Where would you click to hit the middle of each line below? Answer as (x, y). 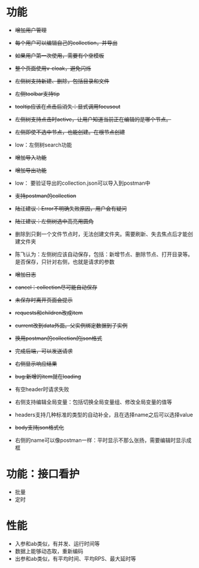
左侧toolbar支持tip (37, 94)
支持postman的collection (45, 196)
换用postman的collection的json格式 (59, 338)
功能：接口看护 (43, 474)
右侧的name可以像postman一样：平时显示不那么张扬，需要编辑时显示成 (103, 440)
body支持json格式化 (39, 427)
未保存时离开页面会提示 (44, 300)
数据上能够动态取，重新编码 (49, 551)
